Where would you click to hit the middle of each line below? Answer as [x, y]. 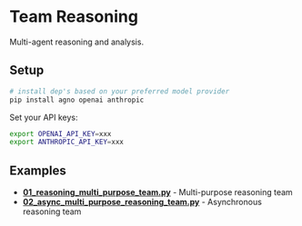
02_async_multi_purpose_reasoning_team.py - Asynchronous [142, 202]
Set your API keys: [44, 117]
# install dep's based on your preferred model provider [120, 91]
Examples [38, 170]
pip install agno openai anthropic [77, 100]
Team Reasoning [74, 17]
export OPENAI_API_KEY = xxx [60, 133]
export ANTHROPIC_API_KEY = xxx [67, 142]
